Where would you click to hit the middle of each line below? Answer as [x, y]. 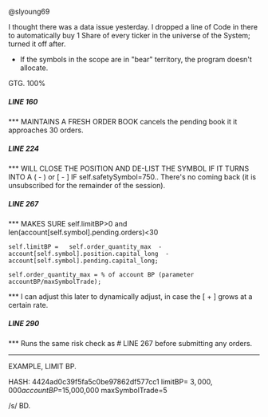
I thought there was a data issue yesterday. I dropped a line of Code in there [133, 27]
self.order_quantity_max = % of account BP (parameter [101, 274]
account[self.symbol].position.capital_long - [89, 254]
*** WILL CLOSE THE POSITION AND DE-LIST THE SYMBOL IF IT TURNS [129, 168]
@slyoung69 [29, 12]
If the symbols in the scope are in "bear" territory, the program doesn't [136, 59]
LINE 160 [23, 101]
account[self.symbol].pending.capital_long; [83, 261]
